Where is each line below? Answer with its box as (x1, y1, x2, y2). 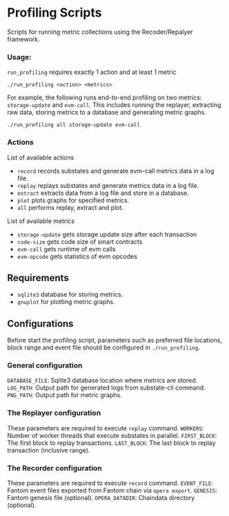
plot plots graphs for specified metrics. (17, 195, 130, 204)
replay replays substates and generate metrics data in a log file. (17, 181, 199, 189)
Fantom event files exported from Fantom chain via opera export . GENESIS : (7, 486, 217, 495)
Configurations (7, 318, 74, 329)
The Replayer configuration (7, 408, 101, 418)
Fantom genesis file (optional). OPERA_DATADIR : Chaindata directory (7, 494, 195, 502)
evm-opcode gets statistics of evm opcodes (17, 252, 138, 260)
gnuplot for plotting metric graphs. (17, 298, 115, 306)
